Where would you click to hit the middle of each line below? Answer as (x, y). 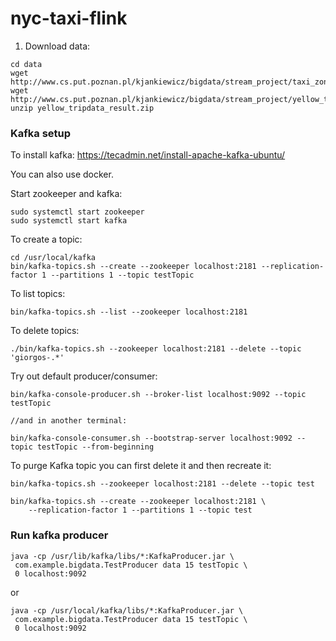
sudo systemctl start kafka (69, 221)
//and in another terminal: (69, 421)
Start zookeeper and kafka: (66, 194)
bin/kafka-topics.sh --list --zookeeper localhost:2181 (129, 312)
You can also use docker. (62, 174)
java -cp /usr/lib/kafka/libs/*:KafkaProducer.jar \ (122, 556)
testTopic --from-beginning (95, 447)
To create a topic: (46, 239)
